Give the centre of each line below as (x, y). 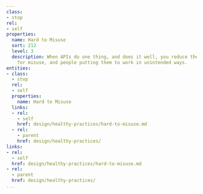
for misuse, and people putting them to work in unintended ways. (102, 62)
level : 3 (23, 51)
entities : (19, 68)
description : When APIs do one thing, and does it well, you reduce (100, 57)
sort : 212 (24, 46)
